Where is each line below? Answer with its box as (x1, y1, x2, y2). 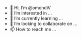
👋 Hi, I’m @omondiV (9, 5, 51, 10)
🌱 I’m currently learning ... (9, 15, 63, 21)
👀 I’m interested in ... (9, 10, 52, 16)
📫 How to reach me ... (9, 26, 56, 32)
